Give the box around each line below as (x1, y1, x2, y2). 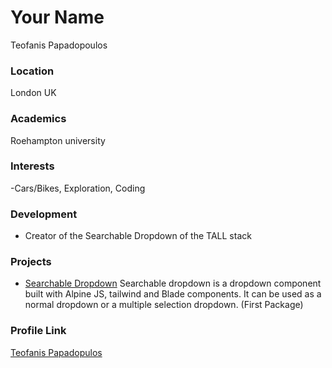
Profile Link (10, 324, 67, 338)
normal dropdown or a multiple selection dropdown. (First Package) (24, 299, 304, 311)
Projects (10, 255, 52, 269)
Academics (10, 112, 67, 126)
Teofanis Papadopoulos (10, 39, 108, 51)
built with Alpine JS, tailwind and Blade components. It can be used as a (24, 288, 322, 300)
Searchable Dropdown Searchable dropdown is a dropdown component (24, 277, 322, 290)
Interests (10, 159, 55, 173)
